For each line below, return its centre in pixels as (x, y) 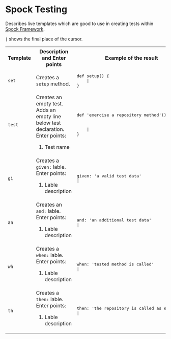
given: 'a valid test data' (109, 176)
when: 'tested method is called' (115, 264)
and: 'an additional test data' (114, 220)
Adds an (46, 110)
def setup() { (93, 76)
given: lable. (51, 167)
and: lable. (48, 211)
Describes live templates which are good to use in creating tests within (79, 24)
